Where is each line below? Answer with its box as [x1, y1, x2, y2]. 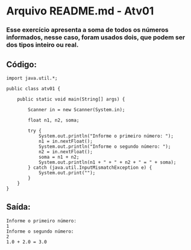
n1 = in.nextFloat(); [38, 138, 93, 144]
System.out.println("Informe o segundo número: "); [38, 143, 171, 150]
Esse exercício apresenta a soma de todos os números [6, 26, 169, 34]
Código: [6, 59, 37, 70]
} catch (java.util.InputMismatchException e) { [28, 164, 152, 171]
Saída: [6, 202, 31, 212]
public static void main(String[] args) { [17, 96, 125, 102]
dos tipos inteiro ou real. [6, 41, 79, 49]
